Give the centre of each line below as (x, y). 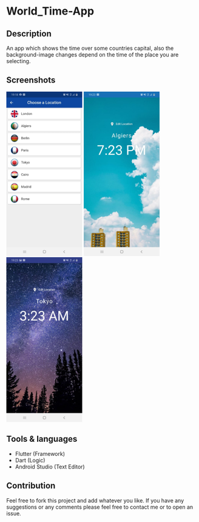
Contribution (31, 486)
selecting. (19, 61)
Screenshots (31, 80)
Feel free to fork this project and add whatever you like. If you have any (95, 500)
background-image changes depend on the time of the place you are (93, 55)
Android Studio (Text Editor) (50, 467)
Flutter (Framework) (40, 453)
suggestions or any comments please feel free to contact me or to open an (100, 507)
